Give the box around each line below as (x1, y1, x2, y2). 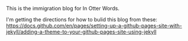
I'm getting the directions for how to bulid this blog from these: (6, 16, 157, 23)
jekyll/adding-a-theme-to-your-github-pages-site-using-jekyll (6, 28, 157, 35)
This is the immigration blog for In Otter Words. (6, 5, 120, 12)
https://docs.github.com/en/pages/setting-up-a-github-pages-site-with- (6, 23, 182, 29)
